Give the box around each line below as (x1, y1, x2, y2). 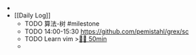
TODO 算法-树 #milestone (24, 19, 100, 28)
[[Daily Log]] (13, 11, 51, 19)
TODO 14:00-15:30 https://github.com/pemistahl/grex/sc (24, 27, 189, 36)
